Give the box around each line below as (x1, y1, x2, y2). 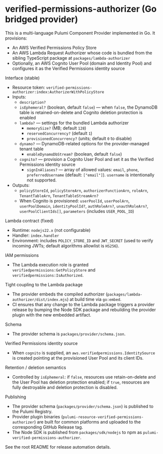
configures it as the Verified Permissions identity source (12, 65, 125, 71)
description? (19, 100, 46, 105)
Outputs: (12, 182, 30, 188)
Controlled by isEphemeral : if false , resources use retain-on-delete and (12, 374, 156, 380)
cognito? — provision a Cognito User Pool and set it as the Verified (19, 156, 154, 162)
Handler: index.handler (12, 232, 60, 238)
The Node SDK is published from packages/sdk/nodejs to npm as (12, 429, 143, 435)
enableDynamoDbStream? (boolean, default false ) (26, 151, 122, 157)
